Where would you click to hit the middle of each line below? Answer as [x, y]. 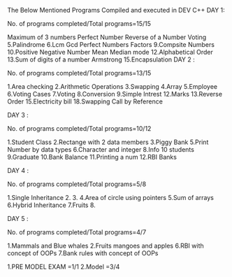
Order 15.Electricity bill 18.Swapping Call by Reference [85, 101]
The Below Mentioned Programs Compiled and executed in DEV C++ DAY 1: [116, 10]
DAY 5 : [18, 219]
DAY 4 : [18, 170]
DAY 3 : [18, 115]
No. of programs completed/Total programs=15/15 [79, 23]
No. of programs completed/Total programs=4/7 [77, 232]
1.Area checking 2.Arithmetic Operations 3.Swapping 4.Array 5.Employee [113, 86]
